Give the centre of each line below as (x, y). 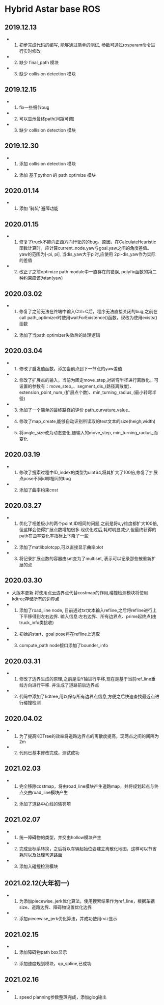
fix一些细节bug (34, 107)
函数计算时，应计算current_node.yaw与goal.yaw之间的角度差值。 (85, 248)
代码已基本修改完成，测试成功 (49, 752)
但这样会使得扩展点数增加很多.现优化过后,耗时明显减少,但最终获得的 (88, 529)
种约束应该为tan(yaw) (41, 278)
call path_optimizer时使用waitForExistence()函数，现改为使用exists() (88, 318)
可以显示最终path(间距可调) (47, 119)
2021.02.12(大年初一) (37, 883)
